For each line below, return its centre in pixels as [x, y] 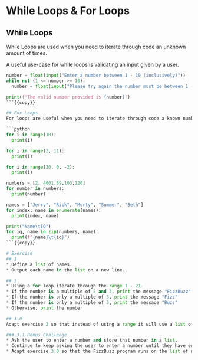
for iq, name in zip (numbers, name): [52, 232]
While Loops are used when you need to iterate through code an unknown [96, 47]
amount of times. [27, 53]
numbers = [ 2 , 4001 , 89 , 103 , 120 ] [46, 183]
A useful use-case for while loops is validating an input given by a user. [93, 64]
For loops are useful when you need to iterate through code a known [93, 119]
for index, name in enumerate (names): [54, 210]
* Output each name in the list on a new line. [66, 270]
